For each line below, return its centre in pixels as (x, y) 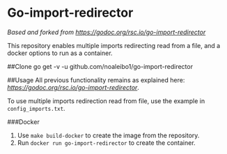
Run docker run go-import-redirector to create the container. (107, 143)
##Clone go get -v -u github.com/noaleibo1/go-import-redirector (100, 66)
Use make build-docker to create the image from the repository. (108, 135)
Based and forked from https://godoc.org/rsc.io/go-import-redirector (107, 32)
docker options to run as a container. (60, 53)
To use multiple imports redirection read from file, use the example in (106, 101)
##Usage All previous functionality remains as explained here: (96, 80)
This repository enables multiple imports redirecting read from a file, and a (114, 45)
